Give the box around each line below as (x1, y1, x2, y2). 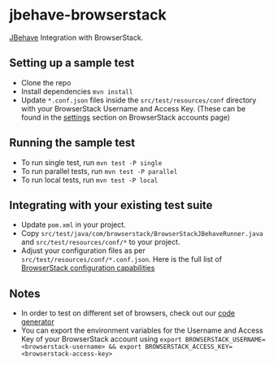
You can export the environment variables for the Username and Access (20, 325, 263, 335)
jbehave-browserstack (9, 6, 167, 24)
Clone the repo (20, 77, 72, 87)
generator (20, 317, 55, 327)
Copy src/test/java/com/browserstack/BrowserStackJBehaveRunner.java (20, 229, 263, 238)
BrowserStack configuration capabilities (20, 263, 155, 273)
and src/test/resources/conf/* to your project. (20, 237, 180, 247)
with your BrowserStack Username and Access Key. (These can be (20, 103, 246, 113)
